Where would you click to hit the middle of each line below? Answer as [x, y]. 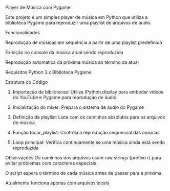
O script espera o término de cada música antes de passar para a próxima [83, 173]
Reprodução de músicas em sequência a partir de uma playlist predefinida [84, 42]
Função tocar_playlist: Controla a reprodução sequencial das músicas [86, 133]
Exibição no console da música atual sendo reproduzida [65, 52]
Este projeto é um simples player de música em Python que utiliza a [77, 17]
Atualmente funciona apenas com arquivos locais [57, 183]
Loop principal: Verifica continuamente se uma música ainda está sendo [89, 142]
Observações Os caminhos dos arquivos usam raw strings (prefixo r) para [83, 158]
